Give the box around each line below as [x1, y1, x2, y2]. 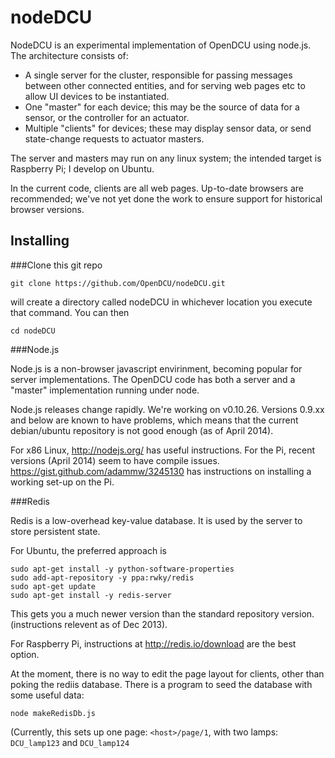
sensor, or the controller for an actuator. [24, 111, 190, 123]
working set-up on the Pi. [10, 476, 115, 488]
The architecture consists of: [10, 49, 129, 61]
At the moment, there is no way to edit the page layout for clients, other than [10, 667, 325, 680]
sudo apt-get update [10, 581, 97, 591]
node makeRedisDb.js [10, 708, 97, 718]
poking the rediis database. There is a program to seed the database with [10, 678, 313, 690]
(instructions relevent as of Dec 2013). [10, 618, 168, 630]
